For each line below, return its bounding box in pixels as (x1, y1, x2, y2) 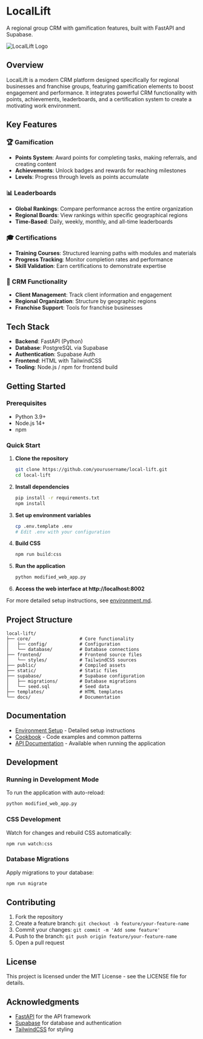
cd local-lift (15, 472, 51, 478)
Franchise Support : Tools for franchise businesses (15, 304, 143, 312)
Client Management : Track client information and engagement (15, 291, 172, 298)
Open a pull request (15, 939, 65, 946)
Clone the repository (15, 455, 68, 462)
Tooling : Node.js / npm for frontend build (15, 364, 118, 371)
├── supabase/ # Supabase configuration (6, 673, 145, 679)
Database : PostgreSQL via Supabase (15, 344, 108, 352)
